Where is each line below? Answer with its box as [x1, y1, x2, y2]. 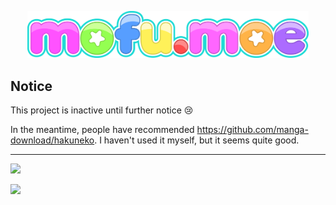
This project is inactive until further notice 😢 [10, 104, 194, 116]
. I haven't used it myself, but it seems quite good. [94, 134, 300, 146]
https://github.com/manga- [196, 123, 309, 135]
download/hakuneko [10, 134, 95, 146]
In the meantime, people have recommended [10, 123, 195, 135]
